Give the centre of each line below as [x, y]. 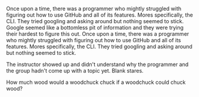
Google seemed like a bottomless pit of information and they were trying [95, 27]
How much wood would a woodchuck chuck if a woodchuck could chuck [96, 82]
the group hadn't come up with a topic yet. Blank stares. [75, 71]
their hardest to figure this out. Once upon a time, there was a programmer [98, 34]
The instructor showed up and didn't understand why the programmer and [97, 64]
